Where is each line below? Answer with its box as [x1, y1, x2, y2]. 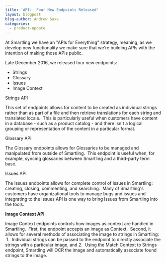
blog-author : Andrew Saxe [5, 16, 59, 21]
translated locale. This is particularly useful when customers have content [5, 115, 158, 121]
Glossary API [5, 135, 32, 141]
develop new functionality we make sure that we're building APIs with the [5, 45, 155, 51]
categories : [5, 21, 30, 26]
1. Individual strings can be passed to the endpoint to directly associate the [6, 237, 161, 243]
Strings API [5, 95, 28, 101]
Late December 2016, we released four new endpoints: [5, 60, 118, 66]
